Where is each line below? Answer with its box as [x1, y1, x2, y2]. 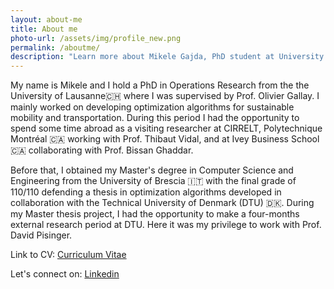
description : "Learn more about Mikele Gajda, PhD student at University [10, 52, 325, 62]
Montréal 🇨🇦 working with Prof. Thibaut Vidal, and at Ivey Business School [10, 133, 320, 145]
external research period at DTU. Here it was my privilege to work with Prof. [10, 219, 322, 231]
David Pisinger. [10, 229, 73, 241]
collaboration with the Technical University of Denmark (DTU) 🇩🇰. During [10, 197, 315, 209]
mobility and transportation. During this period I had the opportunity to [10, 112, 300, 124]
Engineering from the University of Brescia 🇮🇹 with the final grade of [10, 175, 297, 187]
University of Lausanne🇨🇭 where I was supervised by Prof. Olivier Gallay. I [10, 90, 320, 102]
